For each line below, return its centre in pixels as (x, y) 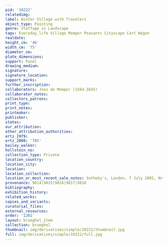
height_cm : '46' (22, 43)
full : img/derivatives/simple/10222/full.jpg (54, 234)
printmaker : (18, 113)
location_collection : (28, 174)
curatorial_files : (24, 206)
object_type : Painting (29, 24)
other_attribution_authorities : (39, 131)
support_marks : (21, 80)
